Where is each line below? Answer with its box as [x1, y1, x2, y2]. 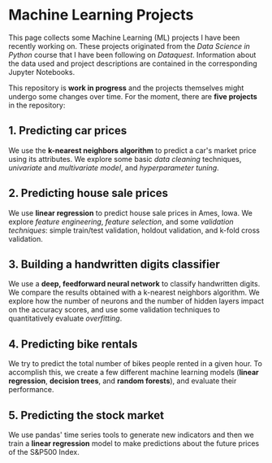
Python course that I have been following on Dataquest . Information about [8, 50, 257, 59]
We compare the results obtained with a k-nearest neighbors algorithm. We [8, 287, 260, 298]
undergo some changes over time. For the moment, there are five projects [8, 91, 257, 101]
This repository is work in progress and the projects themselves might [8, 83, 244, 93]
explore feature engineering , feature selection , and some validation [8, 216, 234, 226]
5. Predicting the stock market [8, 408, 165, 422]
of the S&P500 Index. [8, 448, 80, 456]
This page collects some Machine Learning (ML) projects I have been [8, 33, 240, 42]
